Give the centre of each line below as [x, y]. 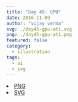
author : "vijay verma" [35, 23]
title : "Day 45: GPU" [34, 12]
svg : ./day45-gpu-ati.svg [39, 29]
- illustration [31, 52]
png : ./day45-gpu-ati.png [39, 35]
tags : [13, 57]
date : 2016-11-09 [28, 18]
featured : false [27, 40]
